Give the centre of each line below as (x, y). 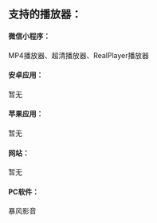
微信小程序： (29, 36)
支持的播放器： (45, 14)
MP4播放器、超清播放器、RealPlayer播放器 (79, 55)
